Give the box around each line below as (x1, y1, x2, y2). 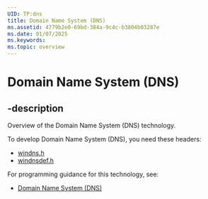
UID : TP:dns (7, 10, 42, 18)
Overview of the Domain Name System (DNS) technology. (7, 122, 176, 129)
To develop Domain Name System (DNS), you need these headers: (7, 135, 202, 143)
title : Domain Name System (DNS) (7, 17, 106, 24)
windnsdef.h (17, 156, 54, 164)
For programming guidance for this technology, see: (7, 170, 159, 178)
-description (7, 102, 64, 114)
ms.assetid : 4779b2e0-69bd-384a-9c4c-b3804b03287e (7, 23, 160, 31)
